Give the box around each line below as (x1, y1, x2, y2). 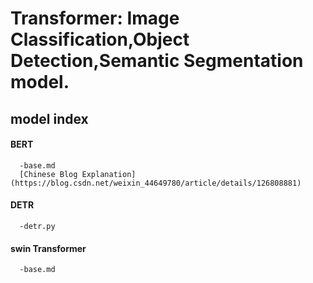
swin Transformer (10, 242, 87, 254)
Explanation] (81, 169, 137, 179)
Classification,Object (10, 28, 190, 51)
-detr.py (19, 221, 56, 231)
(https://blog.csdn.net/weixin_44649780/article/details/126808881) (10, 178, 302, 188)
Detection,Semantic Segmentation (10, 50, 304, 72)
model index (10, 110, 89, 127)
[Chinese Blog (19, 169, 78, 179)
